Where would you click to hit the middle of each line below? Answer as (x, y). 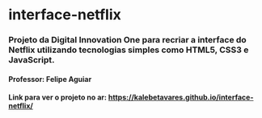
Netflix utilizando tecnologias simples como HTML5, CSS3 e (129, 50)
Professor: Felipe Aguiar (50, 79)
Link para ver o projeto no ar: (58, 97)
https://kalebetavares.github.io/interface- (181, 97)
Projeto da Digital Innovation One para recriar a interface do (127, 40)
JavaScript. (32, 60)
